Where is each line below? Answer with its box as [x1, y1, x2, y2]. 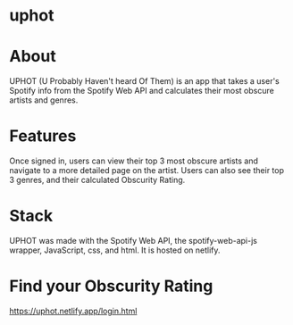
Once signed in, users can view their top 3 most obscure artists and [9, 155, 259, 166]
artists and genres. [9, 95, 79, 105]
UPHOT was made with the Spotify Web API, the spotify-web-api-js [9, 236, 257, 246]
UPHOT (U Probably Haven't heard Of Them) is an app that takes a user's [9, 76, 280, 87]
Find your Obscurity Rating [9, 276, 213, 296]
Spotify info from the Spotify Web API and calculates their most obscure [9, 86, 274, 96]
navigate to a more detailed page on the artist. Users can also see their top [9, 165, 284, 176]
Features [9, 126, 77, 146]
